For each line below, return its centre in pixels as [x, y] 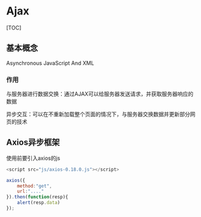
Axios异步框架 [33, 142]
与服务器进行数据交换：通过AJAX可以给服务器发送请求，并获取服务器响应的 [100, 94]
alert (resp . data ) [39, 203]
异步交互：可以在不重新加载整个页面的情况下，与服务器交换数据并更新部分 [98, 114]
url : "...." [31, 191]
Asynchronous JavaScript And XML [50, 63]
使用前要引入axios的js [33, 158]
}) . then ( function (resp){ [37, 197]
